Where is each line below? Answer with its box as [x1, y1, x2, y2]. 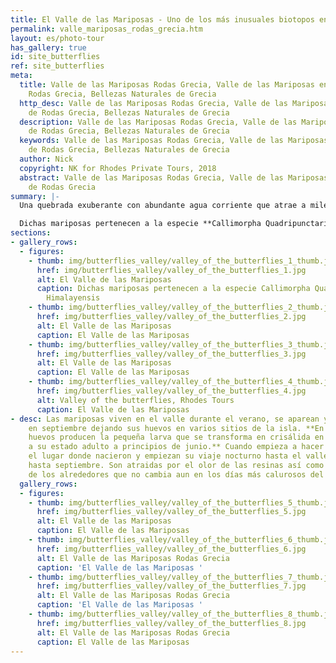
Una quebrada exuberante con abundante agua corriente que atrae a [19, 201, 307, 211]
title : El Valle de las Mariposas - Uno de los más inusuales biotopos [10, 14, 315, 25]
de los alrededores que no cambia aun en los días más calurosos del [28, 469, 325, 480]
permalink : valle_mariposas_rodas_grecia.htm [10, 24, 203, 34]
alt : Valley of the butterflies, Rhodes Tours [36, 395, 235, 405]
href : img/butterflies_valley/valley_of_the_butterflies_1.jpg [36, 265, 307, 275]
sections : [10, 228, 52, 238]
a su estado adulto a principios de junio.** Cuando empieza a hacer [28, 442, 325, 452]
